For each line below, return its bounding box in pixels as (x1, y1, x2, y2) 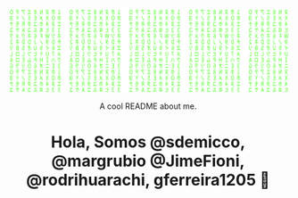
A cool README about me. (99, 101, 197, 111)
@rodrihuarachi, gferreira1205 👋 (26, 169, 270, 190)
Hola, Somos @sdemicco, (50, 132, 246, 152)
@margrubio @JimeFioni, (51, 151, 245, 171)
